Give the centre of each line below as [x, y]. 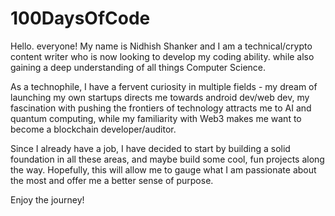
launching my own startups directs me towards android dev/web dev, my [160, 97]
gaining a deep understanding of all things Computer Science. [138, 67]
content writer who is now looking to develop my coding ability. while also [162, 56]
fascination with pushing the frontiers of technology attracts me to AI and [161, 108]
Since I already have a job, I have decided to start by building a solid [150, 148]
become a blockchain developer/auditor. [93, 129]
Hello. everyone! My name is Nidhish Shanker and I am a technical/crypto [161, 46]
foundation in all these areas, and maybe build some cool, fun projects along [167, 159]
